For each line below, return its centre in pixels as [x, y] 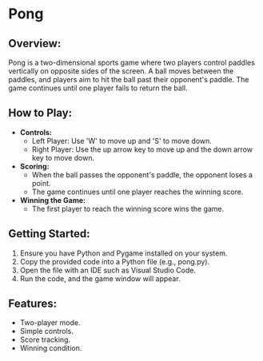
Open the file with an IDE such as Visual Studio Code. [108, 270]
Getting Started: [49, 234]
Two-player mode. [50, 323]
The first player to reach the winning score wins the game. [128, 208]
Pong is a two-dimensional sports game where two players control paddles [132, 62]
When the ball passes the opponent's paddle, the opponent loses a [142, 175]
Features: [33, 304]
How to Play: [40, 113]
